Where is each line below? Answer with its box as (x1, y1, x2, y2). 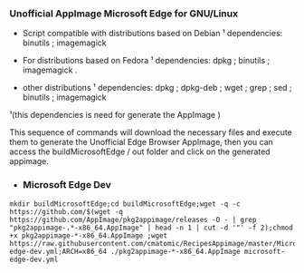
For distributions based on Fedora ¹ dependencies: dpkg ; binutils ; (22, 55, 271, 66)
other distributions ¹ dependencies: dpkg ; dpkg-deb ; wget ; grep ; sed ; (22, 83, 292, 93)
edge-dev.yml (9, 255, 59, 264)
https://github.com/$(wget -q (9, 207, 124, 216)
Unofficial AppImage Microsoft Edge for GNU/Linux (9, 7, 238, 20)
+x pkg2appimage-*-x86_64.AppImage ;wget (9, 230, 168, 240)
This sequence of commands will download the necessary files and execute (9, 127, 292, 138)
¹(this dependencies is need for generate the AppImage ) (9, 110, 222, 121)
